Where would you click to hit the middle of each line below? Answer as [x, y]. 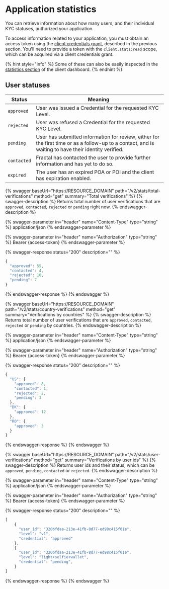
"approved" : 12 [30, 412]
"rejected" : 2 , [30, 393]
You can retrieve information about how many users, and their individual [80, 23]
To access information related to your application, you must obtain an [77, 38]
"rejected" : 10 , [27, 275]
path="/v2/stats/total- [138, 191]
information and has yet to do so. [75, 163]
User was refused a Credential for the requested [93, 122]
